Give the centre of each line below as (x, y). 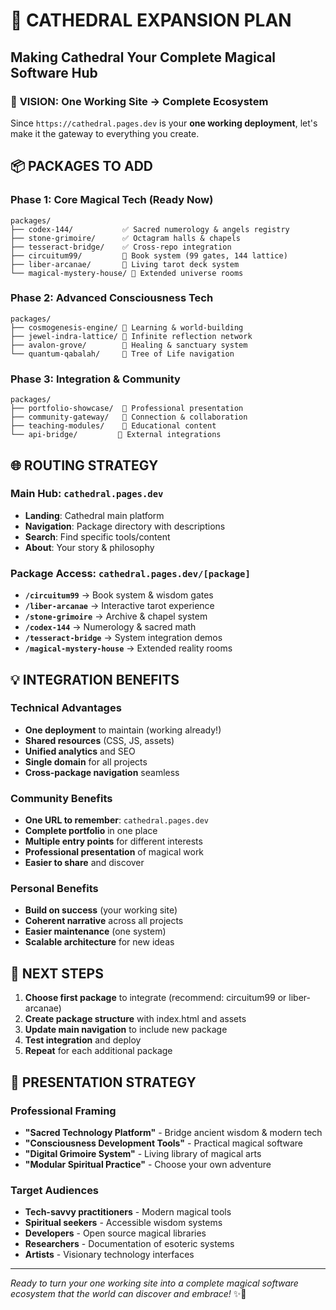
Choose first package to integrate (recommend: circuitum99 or (155, 998)
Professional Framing (63, 1111)
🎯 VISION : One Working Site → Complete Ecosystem (139, 101)
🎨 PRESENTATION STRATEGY (103, 1082)
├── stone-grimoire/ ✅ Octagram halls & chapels (125, 238)
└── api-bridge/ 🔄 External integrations (116, 435)
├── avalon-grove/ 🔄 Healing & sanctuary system (129, 345)
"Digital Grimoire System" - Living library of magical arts (143, 1153)
